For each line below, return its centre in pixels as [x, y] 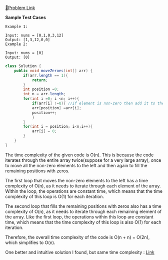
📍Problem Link [20, 8]
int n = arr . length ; [44, 94]
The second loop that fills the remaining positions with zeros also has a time [83, 206]
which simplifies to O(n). [30, 242]
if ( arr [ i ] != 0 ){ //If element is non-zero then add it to [93, 103]
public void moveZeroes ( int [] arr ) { [53, 71]
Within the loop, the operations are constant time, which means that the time [84, 191]
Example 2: [16, 44]
